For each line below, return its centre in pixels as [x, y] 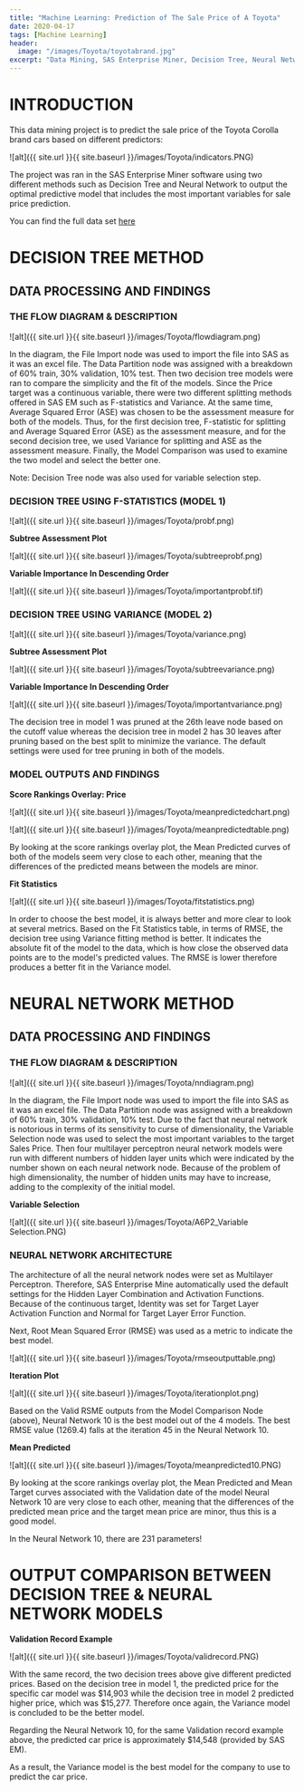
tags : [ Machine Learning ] [58, 34]
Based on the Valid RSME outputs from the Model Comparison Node [137, 1410]
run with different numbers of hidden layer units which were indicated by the [152, 1157]
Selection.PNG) [38, 1231]
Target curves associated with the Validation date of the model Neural [139, 1492]
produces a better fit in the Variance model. [90, 967]
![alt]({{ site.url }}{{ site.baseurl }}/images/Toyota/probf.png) [122, 521]
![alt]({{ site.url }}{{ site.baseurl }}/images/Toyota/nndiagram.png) [132, 1082]
